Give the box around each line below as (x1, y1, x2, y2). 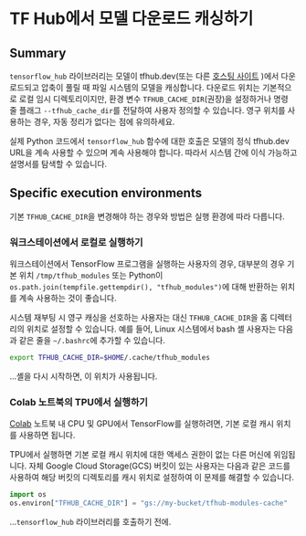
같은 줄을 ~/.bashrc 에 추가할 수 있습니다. (18, 335, 166, 346)
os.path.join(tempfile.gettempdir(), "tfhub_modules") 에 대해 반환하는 (9, 281, 279, 292)
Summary (9, 45, 67, 60)
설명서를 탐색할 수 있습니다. (9, 159, 108, 169)
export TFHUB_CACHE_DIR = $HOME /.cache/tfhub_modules (9, 353, 210, 363)
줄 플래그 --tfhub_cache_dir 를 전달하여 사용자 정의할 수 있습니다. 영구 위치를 (9, 105, 286, 115)
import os (9, 490, 47, 499)
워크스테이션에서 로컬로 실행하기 (9, 236, 143, 248)
